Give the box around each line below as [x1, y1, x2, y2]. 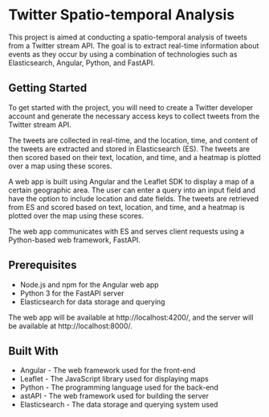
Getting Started [8, 81, 88, 95]
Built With [8, 344, 59, 357]
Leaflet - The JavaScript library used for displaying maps [19, 374, 209, 384]
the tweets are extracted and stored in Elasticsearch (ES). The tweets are [8, 143, 251, 154]
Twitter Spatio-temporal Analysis [8, 6, 235, 24]
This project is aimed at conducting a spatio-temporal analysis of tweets [8, 32, 247, 42]
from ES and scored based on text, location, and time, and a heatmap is [8, 202, 245, 212]
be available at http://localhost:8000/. [8, 320, 132, 331]
